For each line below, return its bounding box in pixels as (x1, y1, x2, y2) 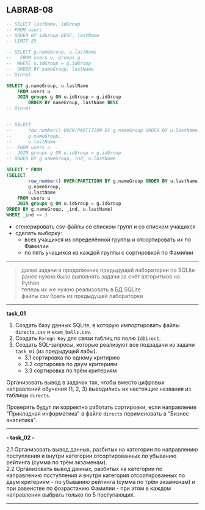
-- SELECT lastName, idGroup (6, 21, 81, 27)
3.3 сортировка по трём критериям (24, 367, 117, 374)
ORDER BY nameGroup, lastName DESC (28, 100, 119, 106)
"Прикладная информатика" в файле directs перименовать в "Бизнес (6, 410, 189, 417)
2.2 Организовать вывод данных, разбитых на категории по (6, 466, 163, 473)
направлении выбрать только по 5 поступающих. (6, 491, 135, 498)
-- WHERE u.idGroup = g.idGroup (6, 60, 92, 66)
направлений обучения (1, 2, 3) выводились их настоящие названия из (6, 385, 191, 392)
